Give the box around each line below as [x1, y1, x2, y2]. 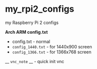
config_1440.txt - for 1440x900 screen [12, 44, 92, 49]
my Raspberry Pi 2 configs [5, 20, 59, 25]
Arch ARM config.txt [5, 29, 48, 35]
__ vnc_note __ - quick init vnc [5, 58, 65, 64]
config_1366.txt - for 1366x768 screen [12, 49, 92, 55]
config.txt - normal [12, 38, 50, 45]
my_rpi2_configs [5, 3, 74, 15]
